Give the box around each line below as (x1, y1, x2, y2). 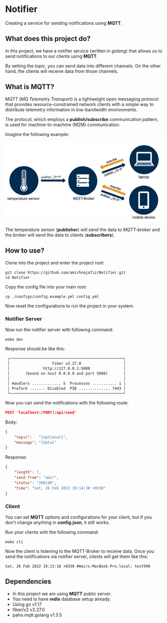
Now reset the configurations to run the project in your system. (5, 302, 135, 308)
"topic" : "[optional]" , (14, 434, 68, 439)
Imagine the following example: (5, 131, 69, 137)
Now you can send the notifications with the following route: (5, 399, 129, 405)
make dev (5, 336, 23, 342)
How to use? (5, 246, 45, 255)
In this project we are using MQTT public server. (12, 590, 112, 596)
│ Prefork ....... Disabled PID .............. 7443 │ (7, 386, 126, 391)
